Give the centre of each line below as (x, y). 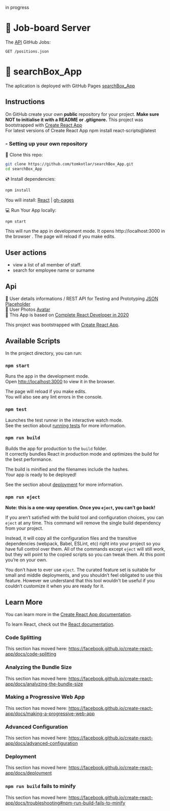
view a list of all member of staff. (47, 265)
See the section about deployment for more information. (64, 484)
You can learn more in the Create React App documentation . (69, 614)
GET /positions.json (27, 51)
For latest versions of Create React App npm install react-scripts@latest (81, 130)
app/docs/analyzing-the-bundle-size (44, 684)
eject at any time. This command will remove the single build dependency (83, 523)
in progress (17, 7)
